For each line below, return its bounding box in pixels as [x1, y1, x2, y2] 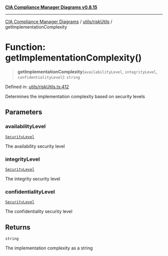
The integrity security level [5, 175, 60, 182]
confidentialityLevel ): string [17, 74, 80, 80]
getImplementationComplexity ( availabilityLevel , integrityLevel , [17, 69, 157, 75]
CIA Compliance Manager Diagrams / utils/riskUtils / [5, 19, 112, 25]
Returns [5, 223, 31, 231]
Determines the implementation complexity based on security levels [5, 93, 145, 99]
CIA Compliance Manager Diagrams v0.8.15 [5, 5, 97, 10]
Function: [5, 42, 46, 53]
